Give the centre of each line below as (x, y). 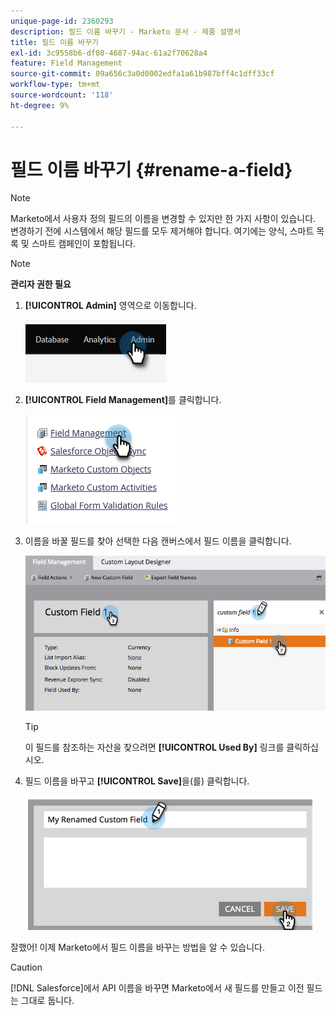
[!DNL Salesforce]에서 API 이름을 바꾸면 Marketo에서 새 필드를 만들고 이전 (157, 988)
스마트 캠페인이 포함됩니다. (84, 244)
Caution (26, 967)
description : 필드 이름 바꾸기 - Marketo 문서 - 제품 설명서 (125, 31)
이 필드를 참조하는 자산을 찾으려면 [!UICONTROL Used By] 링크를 (154, 747)
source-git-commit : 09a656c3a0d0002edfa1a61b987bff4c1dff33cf (142, 74)
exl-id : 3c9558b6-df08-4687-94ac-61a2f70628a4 (109, 53)
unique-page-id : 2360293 (62, 21)
